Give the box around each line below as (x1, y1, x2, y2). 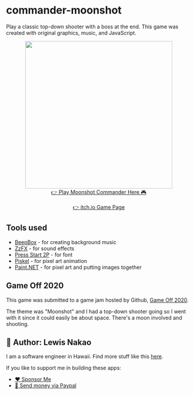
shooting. (6, 320, 29, 327)
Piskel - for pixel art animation (14, 257, 88, 264)
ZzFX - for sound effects (14, 245, 75, 252)
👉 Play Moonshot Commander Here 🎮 (51, 188, 147, 195)
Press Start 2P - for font (14, 251, 73, 258)
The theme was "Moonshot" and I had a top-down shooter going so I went (6, 308, 186, 315)
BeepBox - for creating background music (14, 238, 116, 245)
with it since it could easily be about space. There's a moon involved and (6, 314, 182, 321)
